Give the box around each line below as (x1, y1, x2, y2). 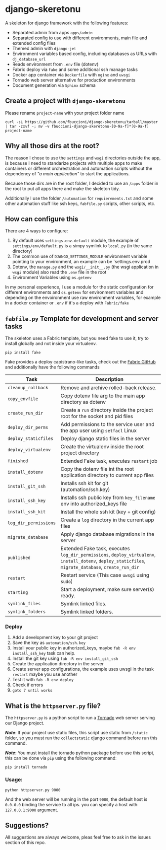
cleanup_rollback (7, 385, 48, 391)
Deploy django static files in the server (60, 435, 150, 442)
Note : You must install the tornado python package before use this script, (5, 750, 155, 756)
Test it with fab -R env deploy (12, 677, 74, 683)
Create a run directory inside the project (60, 407, 153, 414)
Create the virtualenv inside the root (60, 443, 144, 450)
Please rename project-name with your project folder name (5, 110, 124, 116)
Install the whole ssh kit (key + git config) (60, 508, 156, 515)
